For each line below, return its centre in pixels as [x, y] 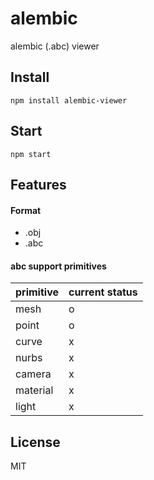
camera [33, 374]
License [35, 442]
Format [26, 210]
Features [38, 184]
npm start [31, 154]
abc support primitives [58, 266]
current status [103, 292]
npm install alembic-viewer [69, 100]
